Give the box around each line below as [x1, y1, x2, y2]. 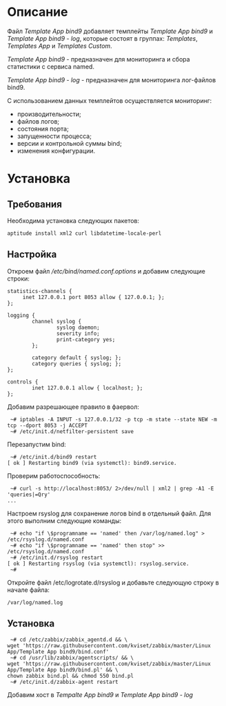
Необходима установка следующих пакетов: [7, 216, 140, 225]
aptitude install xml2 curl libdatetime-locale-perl [7, 229, 162, 237]
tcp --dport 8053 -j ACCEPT [7, 422, 88, 429]
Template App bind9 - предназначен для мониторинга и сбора [7, 55, 191, 63]
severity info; [56, 330, 100, 337]
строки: [7, 274, 30, 283]
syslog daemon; [56, 324, 100, 331]
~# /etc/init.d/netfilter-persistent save [10, 428, 134, 435]
